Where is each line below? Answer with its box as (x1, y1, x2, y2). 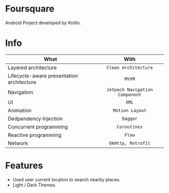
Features (5, 160, 43, 171)
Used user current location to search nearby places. (12, 176, 121, 182)
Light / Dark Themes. (12, 182, 56, 188)
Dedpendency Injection (8, 115, 63, 122)
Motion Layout (113, 107, 147, 113)
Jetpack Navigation (106, 87, 153, 92)
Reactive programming (8, 132, 62, 139)
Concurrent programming (8, 123, 68, 130)
